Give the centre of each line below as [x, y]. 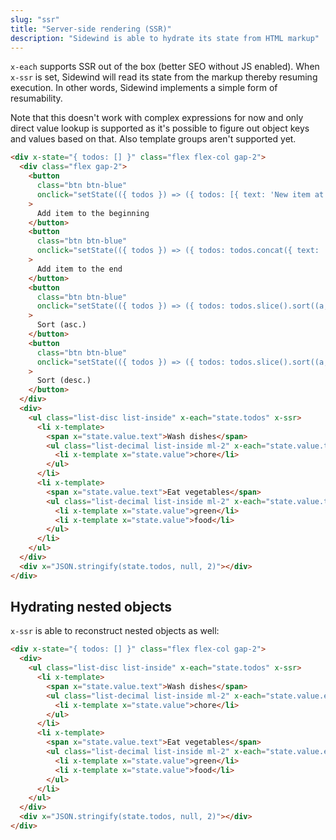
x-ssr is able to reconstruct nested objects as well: [115, 631]
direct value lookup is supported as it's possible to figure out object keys [160, 128]
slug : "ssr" [35, 19]
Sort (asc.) [61, 325]
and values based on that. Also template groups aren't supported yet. [153, 139]
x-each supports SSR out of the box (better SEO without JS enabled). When [165, 67]
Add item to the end [79, 269]
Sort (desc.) [64, 381]
